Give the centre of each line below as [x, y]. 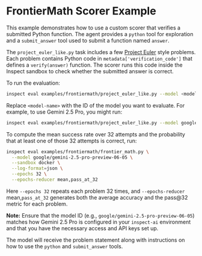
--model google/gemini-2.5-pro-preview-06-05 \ [72, 157]
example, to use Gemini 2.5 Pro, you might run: [64, 112]
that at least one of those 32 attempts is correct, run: [72, 141]
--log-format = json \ [37, 169]
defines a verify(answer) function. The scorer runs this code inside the [94, 65]
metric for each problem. [37, 204]
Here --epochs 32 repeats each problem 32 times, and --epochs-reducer [96, 191]
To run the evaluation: [33, 83]
